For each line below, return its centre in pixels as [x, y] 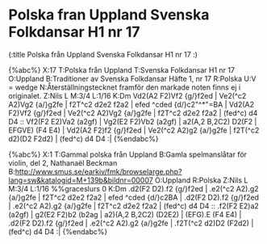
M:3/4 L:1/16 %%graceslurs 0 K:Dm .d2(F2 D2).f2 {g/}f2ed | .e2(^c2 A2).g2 [134, 188]
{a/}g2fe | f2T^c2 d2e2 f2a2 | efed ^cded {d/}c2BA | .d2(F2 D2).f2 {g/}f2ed [134, 197]
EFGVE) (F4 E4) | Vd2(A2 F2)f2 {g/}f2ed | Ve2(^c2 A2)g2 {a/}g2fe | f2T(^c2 [134, 130]
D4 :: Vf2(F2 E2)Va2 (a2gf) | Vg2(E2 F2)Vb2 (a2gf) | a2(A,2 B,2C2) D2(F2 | [133, 121]
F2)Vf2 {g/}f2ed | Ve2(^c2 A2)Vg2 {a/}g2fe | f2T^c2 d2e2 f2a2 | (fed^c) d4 [133, 113]
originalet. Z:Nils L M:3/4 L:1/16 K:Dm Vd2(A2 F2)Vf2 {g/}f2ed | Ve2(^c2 [127, 95]
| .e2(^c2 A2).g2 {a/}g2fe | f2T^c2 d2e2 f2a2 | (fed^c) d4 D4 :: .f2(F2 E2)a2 [134, 206]
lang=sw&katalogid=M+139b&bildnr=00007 [81, 180]
